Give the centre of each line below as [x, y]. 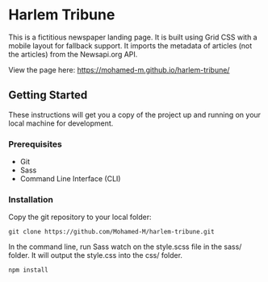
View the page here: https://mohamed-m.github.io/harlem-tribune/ [119, 69]
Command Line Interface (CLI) [70, 179]
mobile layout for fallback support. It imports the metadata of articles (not [130, 45]
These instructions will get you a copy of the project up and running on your [134, 114]
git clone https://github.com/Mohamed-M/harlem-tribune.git [112, 232]
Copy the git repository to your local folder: [80, 217]
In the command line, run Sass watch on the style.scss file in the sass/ [125, 247]
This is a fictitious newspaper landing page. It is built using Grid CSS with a [133, 37]
